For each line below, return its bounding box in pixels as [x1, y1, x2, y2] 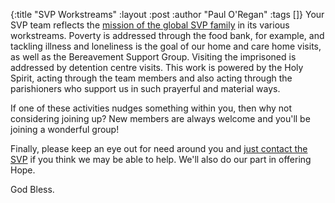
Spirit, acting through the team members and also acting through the [10, 72, 293, 84]
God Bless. [10, 184, 55, 195]
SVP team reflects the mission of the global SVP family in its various [10, 19, 290, 31]
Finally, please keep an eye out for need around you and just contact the [10, 143, 308, 154]
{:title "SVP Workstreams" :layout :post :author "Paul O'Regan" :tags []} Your [10, 9, 325, 20]
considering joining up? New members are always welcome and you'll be [10, 113, 311, 124]
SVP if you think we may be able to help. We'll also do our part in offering [10, 154, 312, 165]
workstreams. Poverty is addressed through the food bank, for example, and [10, 30, 325, 41]
